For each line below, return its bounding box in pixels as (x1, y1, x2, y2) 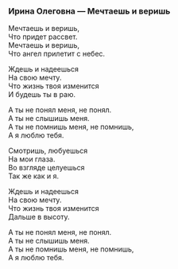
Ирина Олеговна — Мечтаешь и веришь (8, 6, 171, 17)
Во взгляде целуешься (8, 163, 85, 173)
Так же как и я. (8, 171, 60, 181)
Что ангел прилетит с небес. (8, 49, 106, 59)
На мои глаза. (8, 154, 56, 164)
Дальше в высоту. (8, 212, 70, 222)
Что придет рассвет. (8, 32, 78, 41)
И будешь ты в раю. (8, 90, 75, 99)
